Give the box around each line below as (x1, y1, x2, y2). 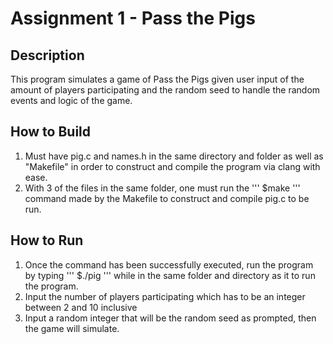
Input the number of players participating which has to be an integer (24, 290, 306, 302)
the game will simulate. (24, 322, 120, 334)
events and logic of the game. (10, 95, 133, 106)
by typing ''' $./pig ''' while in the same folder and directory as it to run (24, 269, 316, 281)
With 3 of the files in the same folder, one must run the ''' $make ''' (24, 182, 301, 194)
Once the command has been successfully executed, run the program (24, 258, 314, 271)
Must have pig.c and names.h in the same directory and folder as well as (24, 150, 324, 162)
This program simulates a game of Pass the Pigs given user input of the (10, 73, 305, 85)
